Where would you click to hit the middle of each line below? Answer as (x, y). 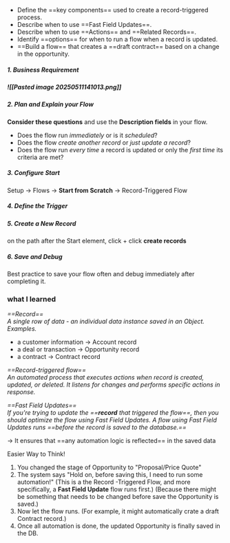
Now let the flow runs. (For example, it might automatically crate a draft (118, 511)
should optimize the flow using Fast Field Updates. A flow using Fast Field (112, 420)
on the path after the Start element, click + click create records (97, 241)
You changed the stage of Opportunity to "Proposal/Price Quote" (109, 467)
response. (21, 392)
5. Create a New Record (42, 223)
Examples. (22, 329)
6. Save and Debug (35, 256)
